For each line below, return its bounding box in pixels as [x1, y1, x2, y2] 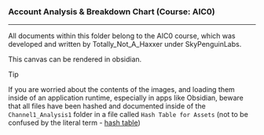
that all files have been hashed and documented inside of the [8, 101, 206, 111]
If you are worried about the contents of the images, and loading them [8, 85, 236, 94]
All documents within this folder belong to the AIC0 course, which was [8, 31, 236, 41]
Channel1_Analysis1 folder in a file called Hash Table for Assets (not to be [8, 110, 249, 119]
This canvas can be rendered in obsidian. [8, 55, 142, 64]
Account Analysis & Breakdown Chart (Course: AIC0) [8, 6, 216, 17]
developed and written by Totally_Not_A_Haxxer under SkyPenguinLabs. [8, 40, 242, 49]
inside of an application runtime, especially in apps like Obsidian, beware [8, 93, 244, 103]
